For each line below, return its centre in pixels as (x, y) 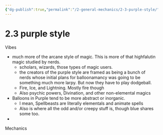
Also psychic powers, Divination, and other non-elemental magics (85, 93)
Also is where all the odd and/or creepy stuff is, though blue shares (86, 108)
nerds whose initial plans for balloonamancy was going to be (80, 77)
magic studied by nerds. (36, 62)
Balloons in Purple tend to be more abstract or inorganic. (68, 98)
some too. (29, 114)
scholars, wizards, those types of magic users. (66, 67)
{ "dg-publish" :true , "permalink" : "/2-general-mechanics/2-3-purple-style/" (82, 10)
